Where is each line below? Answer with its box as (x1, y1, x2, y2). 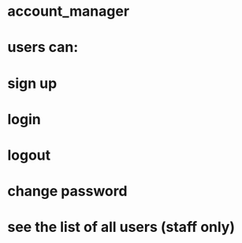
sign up (7, 74, 58, 92)
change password (7, 182, 128, 201)
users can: (7, 39, 79, 57)
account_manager (7, 2, 130, 20)
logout (7, 146, 51, 164)
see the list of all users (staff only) (7, 219, 236, 236)
